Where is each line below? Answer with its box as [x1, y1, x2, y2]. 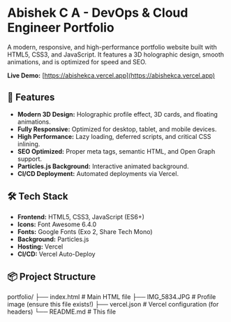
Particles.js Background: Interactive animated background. [17, 162, 189, 170]
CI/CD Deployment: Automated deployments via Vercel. [17, 169, 179, 177]
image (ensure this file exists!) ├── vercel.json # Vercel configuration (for [7, 300, 219, 309]
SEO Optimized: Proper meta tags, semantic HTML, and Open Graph [17, 147, 216, 155]
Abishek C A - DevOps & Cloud [7, 5, 188, 21]
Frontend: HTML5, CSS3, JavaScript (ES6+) [17, 212, 145, 221]
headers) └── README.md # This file [7, 307, 117, 316]
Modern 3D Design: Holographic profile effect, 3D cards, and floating [17, 110, 218, 118]
